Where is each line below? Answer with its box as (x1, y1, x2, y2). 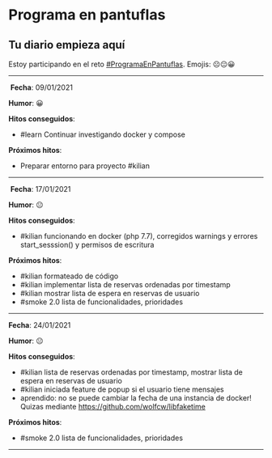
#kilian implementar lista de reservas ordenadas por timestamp (19, 280, 231, 289)
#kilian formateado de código (19, 271, 119, 281)
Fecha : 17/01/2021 (10, 184, 71, 193)
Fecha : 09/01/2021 (10, 83, 73, 92)
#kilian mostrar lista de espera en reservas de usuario (19, 289, 200, 298)
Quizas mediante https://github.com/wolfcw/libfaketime (19, 402, 206, 411)
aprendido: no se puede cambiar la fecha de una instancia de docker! (19, 393, 253, 402)
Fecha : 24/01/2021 (8, 320, 71, 329)
